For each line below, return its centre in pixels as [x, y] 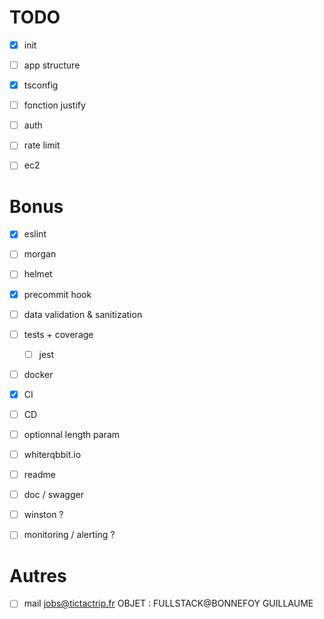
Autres [38, 575]
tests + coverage [58, 334]
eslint [35, 234]
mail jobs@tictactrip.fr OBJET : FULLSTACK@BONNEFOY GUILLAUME [168, 603]
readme [39, 475]
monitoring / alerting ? [69, 535]
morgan [40, 254]
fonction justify [54, 105]
